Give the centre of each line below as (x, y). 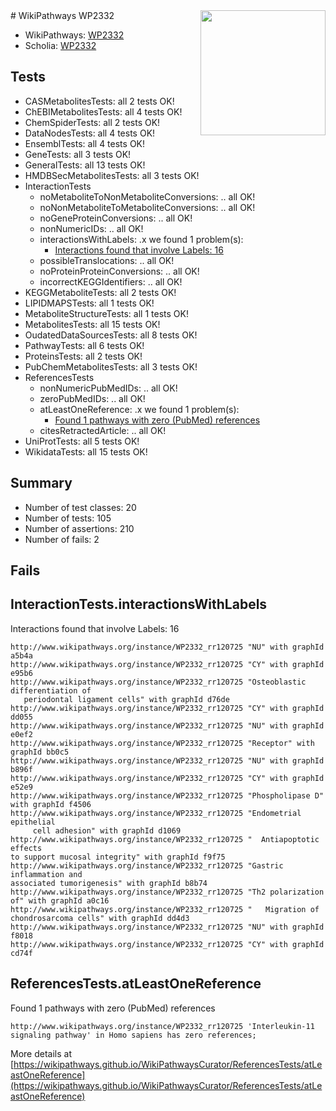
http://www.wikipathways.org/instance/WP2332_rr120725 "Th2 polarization (167, 892)
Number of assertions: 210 (79, 528)
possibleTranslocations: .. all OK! (107, 260)
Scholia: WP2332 (60, 45)
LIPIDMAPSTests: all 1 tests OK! (89, 303)
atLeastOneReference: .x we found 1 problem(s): (139, 409)
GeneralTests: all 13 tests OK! (85, 165)
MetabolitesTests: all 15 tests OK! (92, 324)
